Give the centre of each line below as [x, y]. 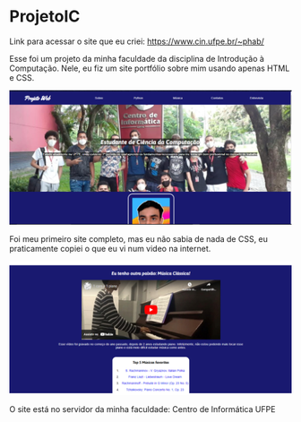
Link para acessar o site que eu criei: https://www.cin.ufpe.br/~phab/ [137, 41]
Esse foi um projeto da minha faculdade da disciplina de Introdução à [137, 58]
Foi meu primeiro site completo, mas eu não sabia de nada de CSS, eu [139, 238]
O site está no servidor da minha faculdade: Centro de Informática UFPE [142, 409]
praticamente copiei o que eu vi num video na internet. [110, 248]
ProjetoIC [45, 17]
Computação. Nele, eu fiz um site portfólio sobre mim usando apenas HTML [150, 68]
